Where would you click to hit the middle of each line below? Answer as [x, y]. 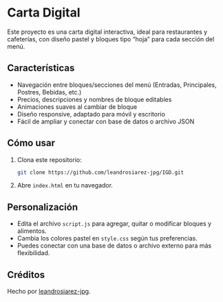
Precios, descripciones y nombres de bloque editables [94, 99]
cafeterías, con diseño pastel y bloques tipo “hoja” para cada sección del [111, 39]
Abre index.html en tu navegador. [65, 185]
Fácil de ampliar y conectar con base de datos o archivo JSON [106, 121]
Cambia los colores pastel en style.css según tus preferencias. [107, 239]
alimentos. [32, 231]
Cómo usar [31, 143]
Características [41, 68]
